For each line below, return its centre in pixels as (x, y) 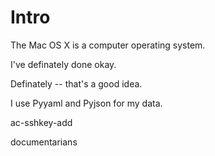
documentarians (44, 142)
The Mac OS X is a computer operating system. (108, 45)
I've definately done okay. (63, 64)
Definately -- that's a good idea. (76, 83)
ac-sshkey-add (41, 122)
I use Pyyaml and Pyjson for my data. (86, 103)
